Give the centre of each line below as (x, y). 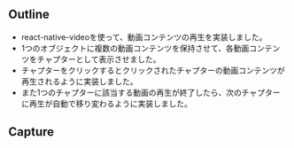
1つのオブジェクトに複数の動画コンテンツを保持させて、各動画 (135, 48)
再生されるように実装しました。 (79, 81)
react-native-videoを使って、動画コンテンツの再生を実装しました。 (144, 37)
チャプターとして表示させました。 (99, 59)
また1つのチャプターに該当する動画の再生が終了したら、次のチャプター (151, 92)
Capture (31, 132)
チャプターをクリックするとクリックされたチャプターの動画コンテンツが (153, 70)
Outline (29, 15)
